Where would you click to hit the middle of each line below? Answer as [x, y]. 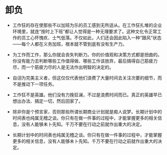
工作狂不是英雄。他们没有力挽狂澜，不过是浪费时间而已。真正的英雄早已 [87, 95]
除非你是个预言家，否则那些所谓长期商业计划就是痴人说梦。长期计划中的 [87, 111]
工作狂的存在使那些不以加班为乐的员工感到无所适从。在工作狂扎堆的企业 [87, 25]
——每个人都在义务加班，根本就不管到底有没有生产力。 [69, 44]
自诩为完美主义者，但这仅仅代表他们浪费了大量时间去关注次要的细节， [85, 78]
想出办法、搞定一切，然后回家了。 [48, 101]
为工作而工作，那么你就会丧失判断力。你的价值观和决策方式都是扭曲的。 [87, 54]
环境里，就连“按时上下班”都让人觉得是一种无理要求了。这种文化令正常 [85, 31]
